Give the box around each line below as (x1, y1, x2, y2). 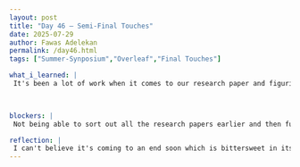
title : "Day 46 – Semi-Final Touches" (9, 21, 154, 30)
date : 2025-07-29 (9, 29, 74, 38)
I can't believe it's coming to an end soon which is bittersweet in (12, 144, 278, 153)
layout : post (9, 13, 58, 22)
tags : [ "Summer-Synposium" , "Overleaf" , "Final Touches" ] (9, 54, 221, 63)
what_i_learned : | (9, 71, 78, 80)
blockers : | (9, 111, 54, 121)
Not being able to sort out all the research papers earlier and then (12, 120, 281, 129)
